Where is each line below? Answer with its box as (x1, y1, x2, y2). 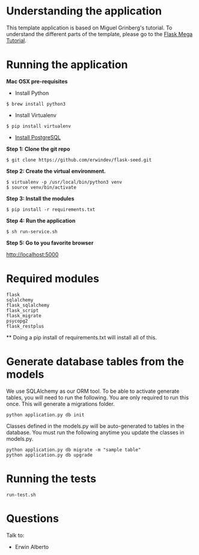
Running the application (6, 58, 128, 71)
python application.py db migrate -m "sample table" (6, 446, 141, 453)
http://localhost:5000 (6, 250, 59, 258)
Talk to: (6, 532, 25, 539)
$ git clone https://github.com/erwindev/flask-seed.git (6, 157, 152, 163)
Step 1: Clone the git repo (6, 145, 70, 153)
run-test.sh (6, 491, 36, 498)
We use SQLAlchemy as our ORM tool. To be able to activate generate (6, 387, 180, 395)
